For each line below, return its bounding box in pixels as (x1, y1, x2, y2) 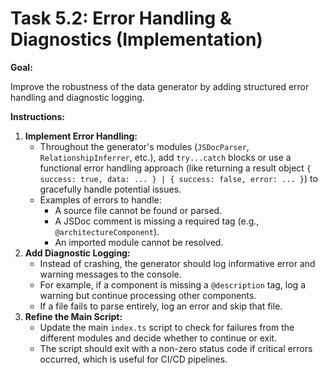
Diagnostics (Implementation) (10, 28, 263, 51)
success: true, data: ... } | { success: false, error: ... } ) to (39, 172, 318, 184)
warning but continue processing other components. (39, 289, 257, 301)
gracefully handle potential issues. (39, 183, 182, 195)
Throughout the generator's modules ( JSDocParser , (39, 140, 250, 152)
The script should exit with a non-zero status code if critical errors (39, 342, 313, 354)
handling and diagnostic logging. (10, 91, 145, 103)
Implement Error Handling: (24, 130, 138, 142)
